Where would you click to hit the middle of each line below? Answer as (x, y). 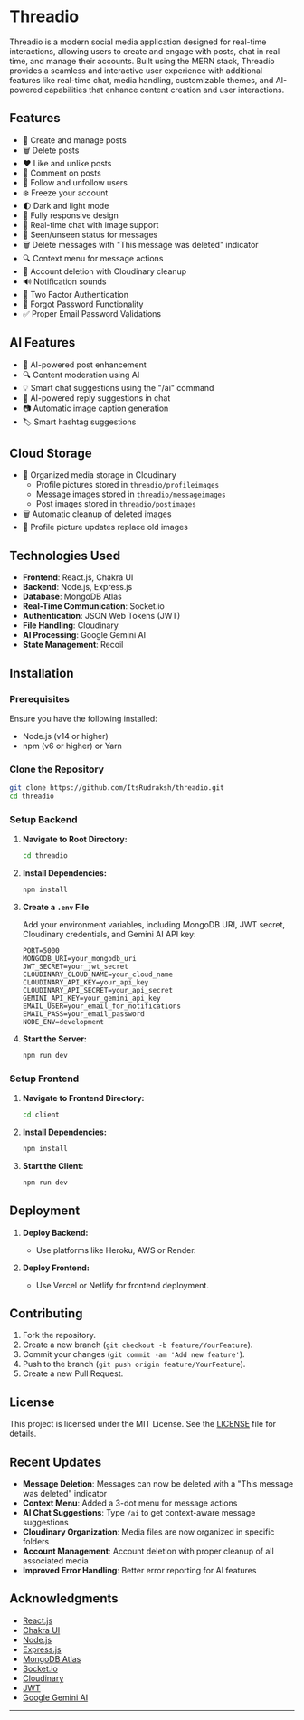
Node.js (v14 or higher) (65, 736)
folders (36, 1542)
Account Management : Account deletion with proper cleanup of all (148, 1551)
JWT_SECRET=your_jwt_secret (75, 966)
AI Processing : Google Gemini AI (84, 635)
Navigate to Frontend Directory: (83, 1098)
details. (23, 1434)
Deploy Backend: (55, 1232)
